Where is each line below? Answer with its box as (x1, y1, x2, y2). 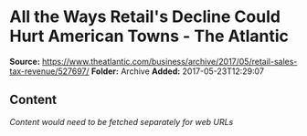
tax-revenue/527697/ (9, 66, 90, 77)
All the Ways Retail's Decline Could (9, 6, 281, 27)
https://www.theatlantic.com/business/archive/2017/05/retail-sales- (42, 56, 298, 67)
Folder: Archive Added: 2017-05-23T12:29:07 (90, 66, 265, 77)
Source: (9, 56, 41, 67)
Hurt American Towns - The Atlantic (9, 26, 290, 47)
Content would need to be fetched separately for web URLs (9, 116, 234, 127)
